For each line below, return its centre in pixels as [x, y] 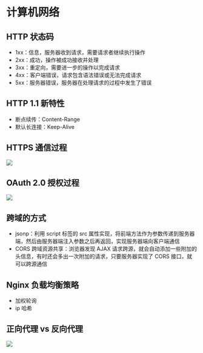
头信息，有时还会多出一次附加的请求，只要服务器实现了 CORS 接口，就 [104, 256]
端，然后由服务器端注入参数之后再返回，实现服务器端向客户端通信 [97, 241]
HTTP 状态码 [30, 37]
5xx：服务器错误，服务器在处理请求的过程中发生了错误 [83, 83]
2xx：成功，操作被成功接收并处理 [57, 60]
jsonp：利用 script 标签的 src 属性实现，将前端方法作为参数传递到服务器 [105, 234]
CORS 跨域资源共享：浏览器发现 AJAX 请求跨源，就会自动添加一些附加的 [106, 249]
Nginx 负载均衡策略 [43, 285]
